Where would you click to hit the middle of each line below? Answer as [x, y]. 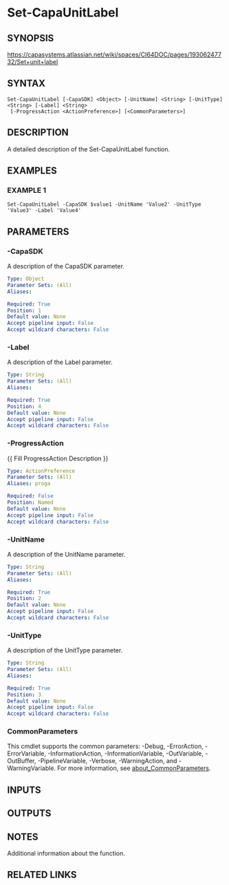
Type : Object [26, 279]
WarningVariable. [32, 768]
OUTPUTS [29, 813]
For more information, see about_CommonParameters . [134, 768]
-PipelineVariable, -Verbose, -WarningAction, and [107, 761]
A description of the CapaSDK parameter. [66, 266]
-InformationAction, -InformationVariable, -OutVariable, [126, 754]
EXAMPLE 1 [27, 190]
